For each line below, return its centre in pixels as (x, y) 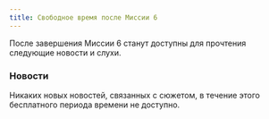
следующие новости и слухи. (66, 52)
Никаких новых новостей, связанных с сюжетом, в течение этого (135, 95)
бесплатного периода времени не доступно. (95, 105)
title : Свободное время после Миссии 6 (84, 17)
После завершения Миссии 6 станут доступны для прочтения (128, 43)
